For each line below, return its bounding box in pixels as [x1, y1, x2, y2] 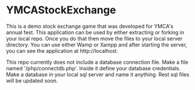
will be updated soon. [6, 77, 59, 84]
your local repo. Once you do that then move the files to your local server [6, 35, 183, 42]
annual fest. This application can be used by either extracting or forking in [6, 28, 184, 35]
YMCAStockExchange [6, 3, 116, 17]
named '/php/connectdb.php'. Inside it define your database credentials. [6, 64, 181, 71]
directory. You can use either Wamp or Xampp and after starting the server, [6, 41, 187, 48]
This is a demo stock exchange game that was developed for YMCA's [6, 23, 174, 30]
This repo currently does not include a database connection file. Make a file [6, 59, 189, 66]
